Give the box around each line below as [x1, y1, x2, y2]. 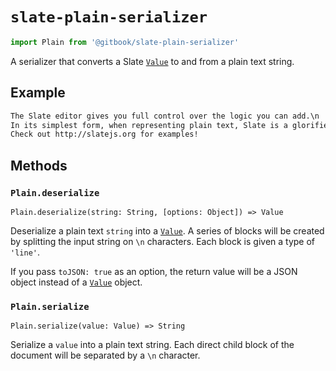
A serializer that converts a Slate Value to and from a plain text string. [10, 55, 295, 67]
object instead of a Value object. [10, 276, 143, 288]
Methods [10, 157, 68, 174]
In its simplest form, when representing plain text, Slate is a [10, 120, 288, 130]
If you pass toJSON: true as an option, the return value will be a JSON [10, 265, 298, 277]
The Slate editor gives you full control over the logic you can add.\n [10, 111, 320, 121]
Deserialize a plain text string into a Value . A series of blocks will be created [10, 224, 325, 237]
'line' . [10, 246, 40, 258]
